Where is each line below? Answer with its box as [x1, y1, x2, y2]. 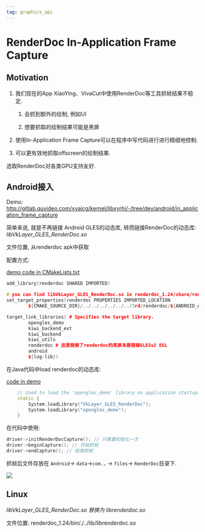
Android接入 [6, 182, 54, 193]
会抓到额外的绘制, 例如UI [24, 110, 87, 117]
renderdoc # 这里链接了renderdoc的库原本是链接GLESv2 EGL [28, 342, 168, 349]
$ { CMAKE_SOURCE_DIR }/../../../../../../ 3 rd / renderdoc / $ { [28, 303, 176, 309]
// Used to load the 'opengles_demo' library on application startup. [17, 390, 201, 396]
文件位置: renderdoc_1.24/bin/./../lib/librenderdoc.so [6, 519, 136, 526]
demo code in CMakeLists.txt [6, 268, 80, 276]
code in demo [6, 377, 41, 385]
